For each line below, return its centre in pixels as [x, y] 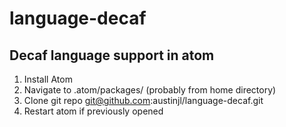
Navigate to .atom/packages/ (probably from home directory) [150, 90]
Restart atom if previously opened [93, 111]
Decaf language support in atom [112, 55]
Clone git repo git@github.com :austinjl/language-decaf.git [143, 100]
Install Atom [48, 79]
